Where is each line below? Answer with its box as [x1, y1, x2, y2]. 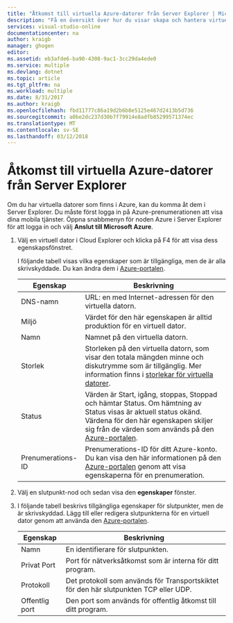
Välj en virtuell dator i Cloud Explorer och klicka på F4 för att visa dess [17, 236, 218, 244]
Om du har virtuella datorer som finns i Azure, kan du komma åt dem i [7, 201, 206, 209]
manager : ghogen [7, 42, 54, 49]
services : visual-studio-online [7, 23, 101, 30]
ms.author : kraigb [7, 101, 60, 108]
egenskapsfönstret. [17, 244, 74, 252]
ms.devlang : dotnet [7, 68, 64, 75]
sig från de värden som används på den [85, 424, 214, 434]
